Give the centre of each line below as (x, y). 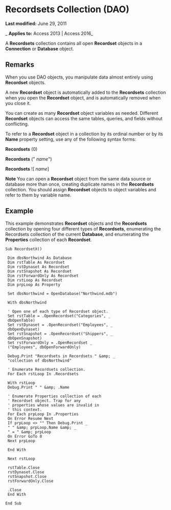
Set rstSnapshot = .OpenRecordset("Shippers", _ (60, 334)
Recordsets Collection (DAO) (67, 9)
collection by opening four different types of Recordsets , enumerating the (83, 228)
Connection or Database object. (40, 48)
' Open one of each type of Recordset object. (58, 311)
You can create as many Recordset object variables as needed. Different (82, 113)
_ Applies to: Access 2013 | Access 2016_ (49, 33)
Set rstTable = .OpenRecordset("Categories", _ (59, 316)
